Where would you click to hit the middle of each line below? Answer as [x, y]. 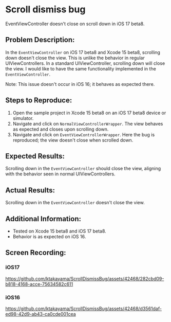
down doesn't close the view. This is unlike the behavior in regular [75, 58]
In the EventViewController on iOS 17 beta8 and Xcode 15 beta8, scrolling [83, 52]
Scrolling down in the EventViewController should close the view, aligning [83, 169]
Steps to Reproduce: [39, 101]
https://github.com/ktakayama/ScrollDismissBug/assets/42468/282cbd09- [85, 278]
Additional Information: [43, 219]
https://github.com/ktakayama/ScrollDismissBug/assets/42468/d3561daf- [83, 308]
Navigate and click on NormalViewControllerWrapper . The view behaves [88, 123]
